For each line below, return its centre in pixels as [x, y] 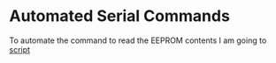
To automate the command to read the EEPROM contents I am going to [138, 40]
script [20, 49]
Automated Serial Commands [119, 16]
